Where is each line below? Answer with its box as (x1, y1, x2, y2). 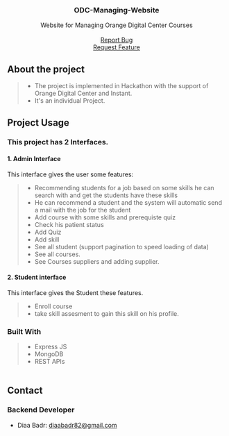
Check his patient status (34, 220, 104, 228)
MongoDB (34, 350, 64, 358)
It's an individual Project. (34, 97, 105, 105)
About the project (7, 63, 85, 75)
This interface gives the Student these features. (7, 288, 144, 296)
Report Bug (100, 36, 133, 44)
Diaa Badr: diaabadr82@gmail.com (17, 421, 117, 429)
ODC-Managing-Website (74, 5, 160, 15)
